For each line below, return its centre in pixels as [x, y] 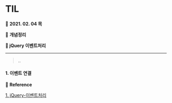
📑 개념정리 [16, 34]
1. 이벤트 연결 [18, 73]
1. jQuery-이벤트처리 [26, 95]
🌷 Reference [19, 85]
